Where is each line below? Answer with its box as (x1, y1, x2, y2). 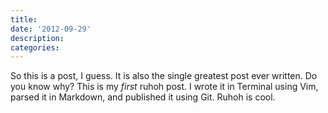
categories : (10, 42, 60, 53)
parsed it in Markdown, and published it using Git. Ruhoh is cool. (10, 91, 276, 103)
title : (10, 14, 38, 25)
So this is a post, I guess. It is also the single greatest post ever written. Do (10, 70, 318, 82)
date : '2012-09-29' (10, 24, 92, 34)
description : (10, 33, 65, 43)
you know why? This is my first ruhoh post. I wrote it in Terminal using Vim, (10, 81, 319, 93)
